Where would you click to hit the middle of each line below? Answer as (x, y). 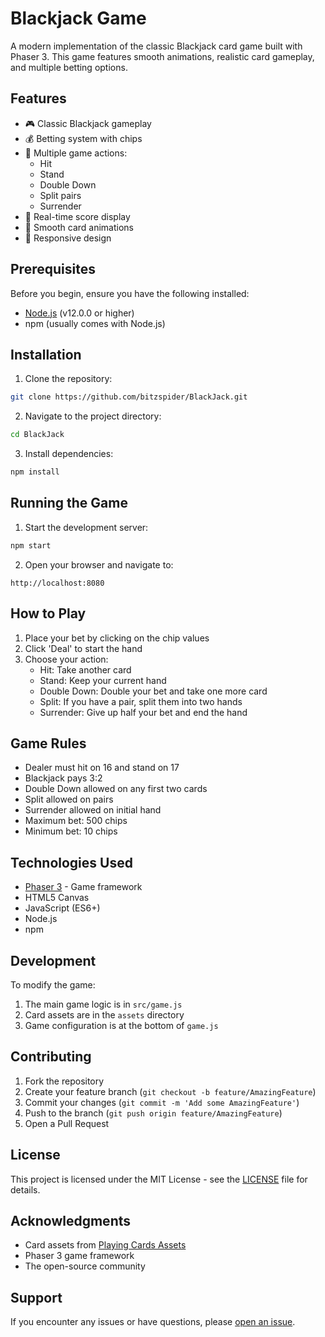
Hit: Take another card (85, 669)
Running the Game (69, 503)
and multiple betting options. (69, 67)
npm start (31, 545)
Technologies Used (71, 862)
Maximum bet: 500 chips (76, 821)
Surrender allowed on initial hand (93, 810)
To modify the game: (53, 984)
